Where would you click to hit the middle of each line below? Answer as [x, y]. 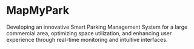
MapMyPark [38, 10]
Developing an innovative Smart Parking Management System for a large [97, 27]
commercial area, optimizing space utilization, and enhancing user [89, 33]
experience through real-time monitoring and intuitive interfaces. [87, 39]
